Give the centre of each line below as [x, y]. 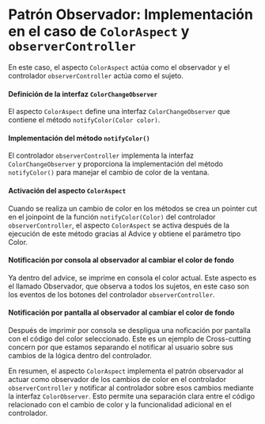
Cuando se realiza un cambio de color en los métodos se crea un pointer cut [133, 208]
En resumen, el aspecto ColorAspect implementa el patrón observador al [126, 371]
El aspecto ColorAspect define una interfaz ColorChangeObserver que [119, 112]
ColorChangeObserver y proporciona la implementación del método [116, 164]
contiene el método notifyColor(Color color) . [84, 120]
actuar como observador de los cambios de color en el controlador [117, 379]
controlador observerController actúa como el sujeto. [96, 75]
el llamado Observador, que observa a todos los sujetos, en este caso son [129, 286]
